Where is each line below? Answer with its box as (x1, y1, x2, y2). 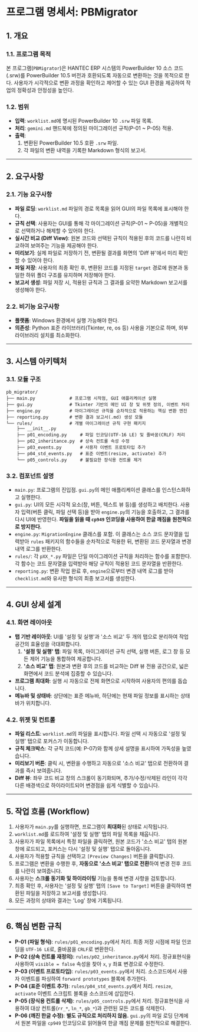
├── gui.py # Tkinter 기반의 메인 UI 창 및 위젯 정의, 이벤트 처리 (6, 401, 190, 407)
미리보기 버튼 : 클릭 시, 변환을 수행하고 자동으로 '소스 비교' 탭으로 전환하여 (14, 760, 183, 767)
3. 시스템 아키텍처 (6, 356, 67, 366)
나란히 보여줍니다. (21, 867, 62, 874)
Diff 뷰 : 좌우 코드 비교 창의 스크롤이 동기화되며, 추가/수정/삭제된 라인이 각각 (14, 775, 187, 782)
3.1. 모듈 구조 (6, 375, 41, 384)
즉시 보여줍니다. (25, 767, 62, 774)
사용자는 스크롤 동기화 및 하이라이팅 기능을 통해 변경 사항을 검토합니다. (14, 874, 176, 881)
